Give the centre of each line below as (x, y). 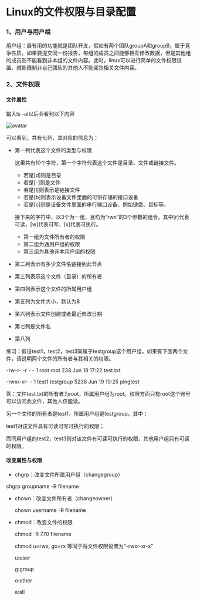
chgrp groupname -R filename (43, 486)
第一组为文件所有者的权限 (54, 237)
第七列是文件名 (33, 326)
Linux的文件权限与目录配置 (71, 12)
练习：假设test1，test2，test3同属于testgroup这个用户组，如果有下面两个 (94, 351)
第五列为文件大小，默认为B (47, 301)
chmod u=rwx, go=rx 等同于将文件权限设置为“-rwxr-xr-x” (84, 546)
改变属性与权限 (24, 460)
